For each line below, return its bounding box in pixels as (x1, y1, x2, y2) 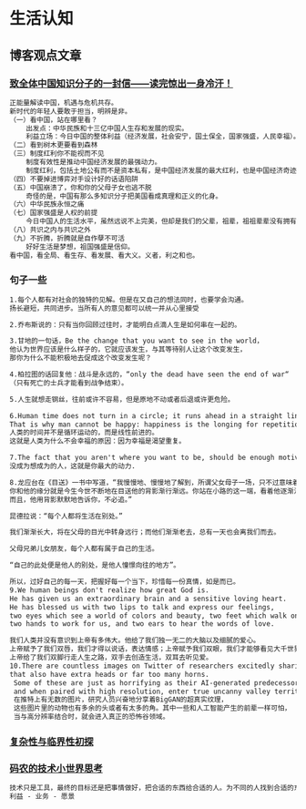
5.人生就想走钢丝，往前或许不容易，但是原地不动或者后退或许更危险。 (9, 394, 235, 404)
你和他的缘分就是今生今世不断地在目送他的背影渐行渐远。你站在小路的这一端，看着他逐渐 (9, 486, 294, 496)
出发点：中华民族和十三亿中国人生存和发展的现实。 (25, 124, 189, 133)
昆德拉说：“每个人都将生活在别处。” (9, 511, 123, 520)
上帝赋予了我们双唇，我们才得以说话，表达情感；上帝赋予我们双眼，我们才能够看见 (9, 644, 274, 654)
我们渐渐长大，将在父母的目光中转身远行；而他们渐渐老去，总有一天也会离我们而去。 (9, 527, 280, 538)
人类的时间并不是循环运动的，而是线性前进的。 (9, 428, 159, 437)
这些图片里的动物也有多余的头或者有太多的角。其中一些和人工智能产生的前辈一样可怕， (13, 703, 291, 713)
